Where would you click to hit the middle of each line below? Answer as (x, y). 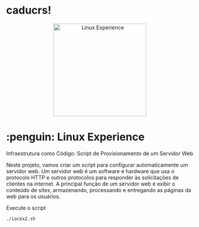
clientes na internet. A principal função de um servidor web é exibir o (91, 184)
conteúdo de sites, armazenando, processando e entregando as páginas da (99, 190)
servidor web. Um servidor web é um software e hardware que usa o (90, 171)
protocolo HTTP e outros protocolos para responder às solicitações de (93, 177)
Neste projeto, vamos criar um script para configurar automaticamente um (97, 165)
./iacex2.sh (21, 219)
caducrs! (29, 10)
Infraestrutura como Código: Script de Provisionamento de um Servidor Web (100, 153)
